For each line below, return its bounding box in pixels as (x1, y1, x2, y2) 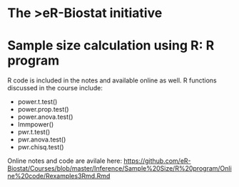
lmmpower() (17, 120, 54, 129)
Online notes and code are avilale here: (7, 156, 123, 165)
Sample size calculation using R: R (7, 38, 215, 54)
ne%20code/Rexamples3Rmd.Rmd (7, 172, 111, 181)
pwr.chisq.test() (17, 143, 64, 151)
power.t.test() (17, 97, 58, 106)
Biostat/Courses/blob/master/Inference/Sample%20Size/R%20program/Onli (7, 164, 232, 173)
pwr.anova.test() (17, 135, 66, 144)
